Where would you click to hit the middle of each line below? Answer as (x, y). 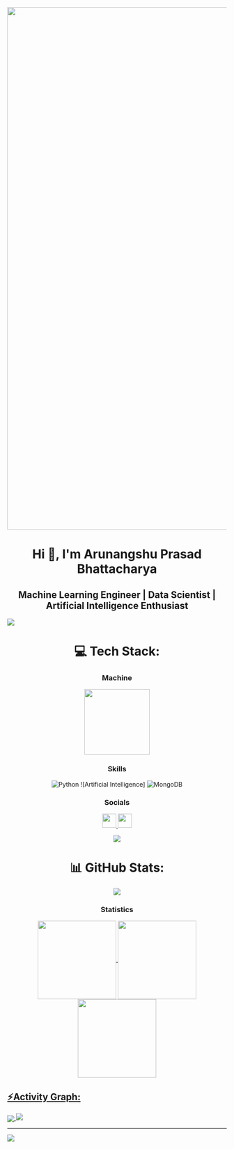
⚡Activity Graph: (44, 1097)
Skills (117, 769)
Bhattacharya (117, 569)
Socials (117, 802)
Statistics (117, 909)
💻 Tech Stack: (117, 651)
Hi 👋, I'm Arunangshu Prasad (117, 554)
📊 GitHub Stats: (117, 868)
